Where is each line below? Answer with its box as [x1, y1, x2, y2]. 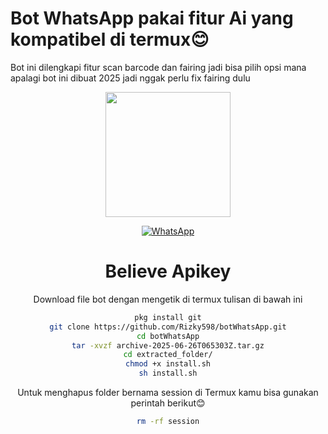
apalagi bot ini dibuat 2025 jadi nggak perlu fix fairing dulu [10, 72, 251, 84]
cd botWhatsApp [136, 331, 200, 341]
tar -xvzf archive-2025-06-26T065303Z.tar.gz [71, 340, 265, 351]
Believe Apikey [104, 260, 232, 283]
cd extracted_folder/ [123, 350, 213, 360]
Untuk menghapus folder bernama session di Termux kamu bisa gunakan [17, 387, 319, 398]
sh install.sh [138, 368, 198, 379]
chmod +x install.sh [124, 359, 212, 369]
